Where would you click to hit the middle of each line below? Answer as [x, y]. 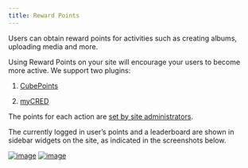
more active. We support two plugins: [70, 70]
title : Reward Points [44, 15]
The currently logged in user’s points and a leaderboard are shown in [121, 132]
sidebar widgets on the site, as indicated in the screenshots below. [117, 140]
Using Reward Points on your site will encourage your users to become [124, 62]
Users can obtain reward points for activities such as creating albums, [122, 38]
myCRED [34, 101]
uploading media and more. [53, 46]
